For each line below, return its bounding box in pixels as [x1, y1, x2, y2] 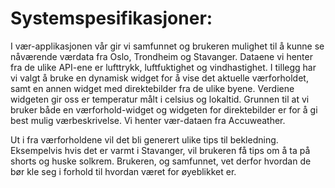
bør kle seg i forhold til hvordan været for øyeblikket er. [10, 165, 237, 177]
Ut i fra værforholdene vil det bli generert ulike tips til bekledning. [10, 133, 279, 146]
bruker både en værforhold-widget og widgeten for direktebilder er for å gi [10, 103, 318, 116]
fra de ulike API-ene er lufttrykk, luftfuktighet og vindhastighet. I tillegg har [10, 61, 317, 73]
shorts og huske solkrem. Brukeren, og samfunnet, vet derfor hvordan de [10, 155, 312, 167]
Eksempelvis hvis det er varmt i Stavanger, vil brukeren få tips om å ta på [10, 144, 311, 156]
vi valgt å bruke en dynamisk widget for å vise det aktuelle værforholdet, [10, 72, 309, 84]
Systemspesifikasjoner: [10, 7, 213, 30]
